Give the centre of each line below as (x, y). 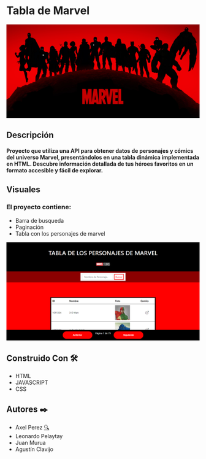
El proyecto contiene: (39, 207)
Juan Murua (30, 443)
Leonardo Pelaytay (39, 436)
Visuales (24, 190)
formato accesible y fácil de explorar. (55, 171)
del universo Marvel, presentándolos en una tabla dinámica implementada (103, 158)
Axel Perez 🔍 (32, 428)
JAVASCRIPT (32, 383)
